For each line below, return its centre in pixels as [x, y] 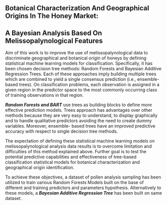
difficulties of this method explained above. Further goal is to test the [76, 152]
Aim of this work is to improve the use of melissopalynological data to [77, 53]
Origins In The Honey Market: [52, 16]
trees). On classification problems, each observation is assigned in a [89, 85]
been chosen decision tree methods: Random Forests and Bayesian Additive [83, 69]
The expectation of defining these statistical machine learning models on [80, 141]
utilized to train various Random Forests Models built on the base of [75, 183]
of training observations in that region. [44, 95]
